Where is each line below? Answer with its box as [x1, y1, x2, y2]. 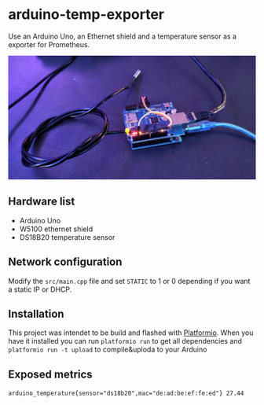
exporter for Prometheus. [8, 39, 90, 49]
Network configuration [8, 256, 123, 269]
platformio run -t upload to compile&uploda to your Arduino [8, 344, 207, 355]
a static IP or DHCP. [8, 285, 72, 294]
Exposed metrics [8, 367, 93, 381]
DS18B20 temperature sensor [19, 232, 115, 241]
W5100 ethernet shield [19, 224, 93, 234]
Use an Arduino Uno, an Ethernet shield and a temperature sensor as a [8, 31, 237, 41]
